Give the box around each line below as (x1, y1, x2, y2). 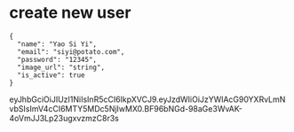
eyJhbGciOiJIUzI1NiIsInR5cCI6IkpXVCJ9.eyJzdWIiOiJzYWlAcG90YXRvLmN (9, 94, 286, 105)
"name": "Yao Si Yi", (17, 39, 98, 49)
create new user (9, 3, 131, 23)
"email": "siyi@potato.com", (17, 47, 125, 56)
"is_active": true (17, 70, 86, 80)
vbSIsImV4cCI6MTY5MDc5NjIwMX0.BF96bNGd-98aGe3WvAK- (9, 103, 242, 113)
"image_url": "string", (17, 63, 105, 72)
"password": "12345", (17, 55, 98, 64)
